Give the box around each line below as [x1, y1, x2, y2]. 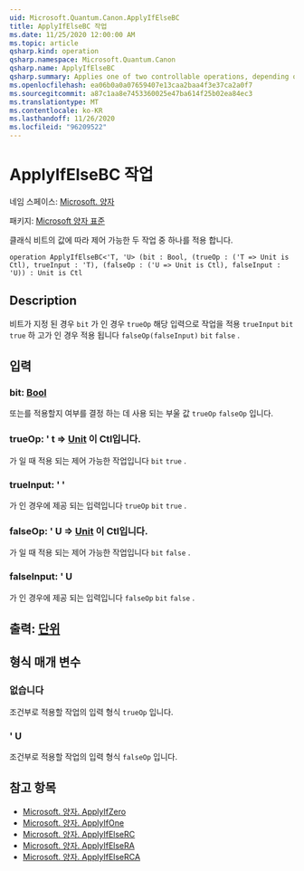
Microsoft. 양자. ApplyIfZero [22, 806, 127, 817]
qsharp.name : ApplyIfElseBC [9, 64, 116, 73]
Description [9, 293, 77, 309]
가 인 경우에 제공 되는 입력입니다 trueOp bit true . [9, 500, 187, 512]
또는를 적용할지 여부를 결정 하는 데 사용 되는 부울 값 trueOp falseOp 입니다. [9, 408, 274, 419]
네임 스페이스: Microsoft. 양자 [9, 196, 115, 206]
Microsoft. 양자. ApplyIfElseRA [22, 839, 136, 851]
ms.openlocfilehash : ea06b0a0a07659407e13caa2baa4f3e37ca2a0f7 [9, 81, 253, 90]
